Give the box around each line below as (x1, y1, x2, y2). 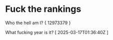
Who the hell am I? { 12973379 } (5, 20, 71, 26)
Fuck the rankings (5, 3, 81, 15)
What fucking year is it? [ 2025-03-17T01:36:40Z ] (5, 29, 108, 35)
